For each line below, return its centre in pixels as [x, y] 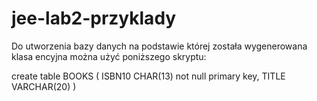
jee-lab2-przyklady [94, 18]
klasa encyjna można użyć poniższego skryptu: [109, 56]
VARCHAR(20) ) [44, 86]
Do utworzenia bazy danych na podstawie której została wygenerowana [159, 46]
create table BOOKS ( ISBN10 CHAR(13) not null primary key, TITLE [148, 76]
